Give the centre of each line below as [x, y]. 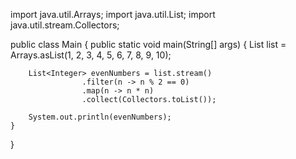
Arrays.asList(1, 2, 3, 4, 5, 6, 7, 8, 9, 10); [91, 55]
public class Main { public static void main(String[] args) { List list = [148, 44]
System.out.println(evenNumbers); [100, 117]
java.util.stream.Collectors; [65, 25]
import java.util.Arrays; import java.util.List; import [113, 14]
